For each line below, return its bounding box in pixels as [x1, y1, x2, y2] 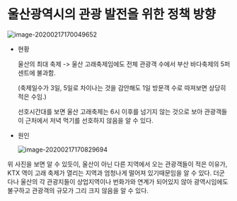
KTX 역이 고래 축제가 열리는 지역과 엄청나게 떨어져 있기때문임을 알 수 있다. [7, 169, 212, 177]
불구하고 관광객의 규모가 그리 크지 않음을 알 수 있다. [7, 186, 149, 195]
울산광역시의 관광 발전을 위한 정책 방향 [7, 6, 216, 23]
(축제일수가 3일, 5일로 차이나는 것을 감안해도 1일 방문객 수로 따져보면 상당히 [17, 83, 226, 92]
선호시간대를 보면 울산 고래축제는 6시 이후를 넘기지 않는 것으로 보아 [17, 107, 203, 116]
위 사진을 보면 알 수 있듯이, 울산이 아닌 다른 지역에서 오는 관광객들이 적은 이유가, [7, 159, 228, 168]
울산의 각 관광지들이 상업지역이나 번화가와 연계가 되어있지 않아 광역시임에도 [20, 177, 229, 185]
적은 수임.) [17, 92, 47, 101]
